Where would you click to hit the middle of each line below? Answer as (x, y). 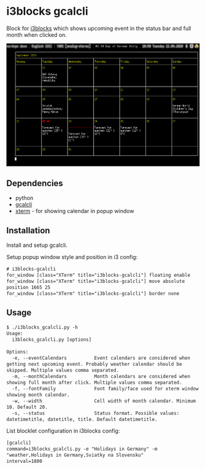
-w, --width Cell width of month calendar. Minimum (104, 401)
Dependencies (35, 183)
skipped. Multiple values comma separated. (63, 370)
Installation (28, 231)
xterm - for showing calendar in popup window (74, 211)
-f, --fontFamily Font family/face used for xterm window (105, 389)
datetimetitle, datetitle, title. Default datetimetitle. (82, 419)
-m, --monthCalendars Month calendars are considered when (101, 376)
